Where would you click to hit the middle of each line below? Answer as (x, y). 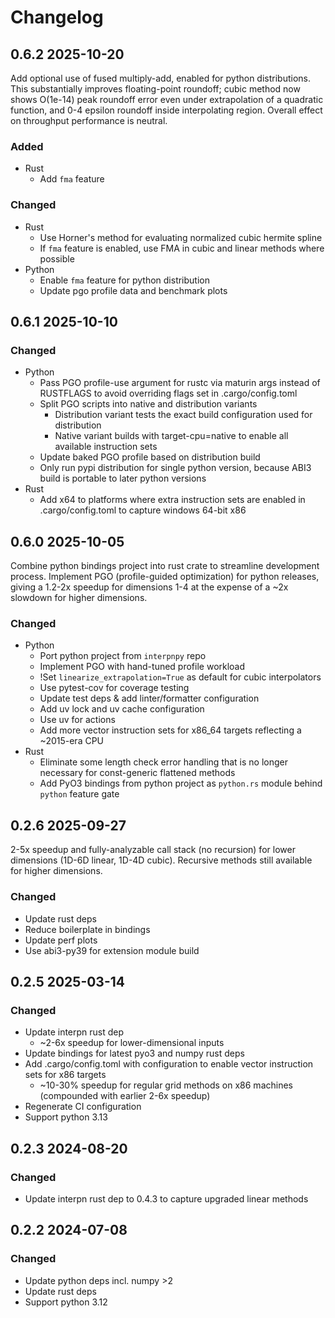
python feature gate (79, 794)
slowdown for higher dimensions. (79, 598)
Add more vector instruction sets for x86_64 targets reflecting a (170, 730)
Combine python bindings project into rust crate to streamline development (165, 566)
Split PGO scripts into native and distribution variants (148, 404)
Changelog (57, 17)
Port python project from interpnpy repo (123, 656)
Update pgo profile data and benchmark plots (133, 290)
